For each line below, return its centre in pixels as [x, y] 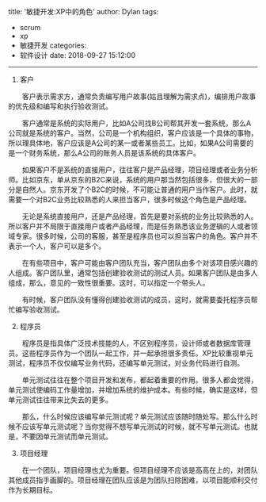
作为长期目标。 [32, 490]
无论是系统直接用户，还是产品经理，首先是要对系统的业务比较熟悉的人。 [140, 216]
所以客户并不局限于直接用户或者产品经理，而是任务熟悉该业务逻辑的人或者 [129, 226]
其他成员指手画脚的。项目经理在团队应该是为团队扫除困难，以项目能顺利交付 [133, 480]
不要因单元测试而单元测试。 [67, 436]
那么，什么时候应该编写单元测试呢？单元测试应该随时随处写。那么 [130, 416]
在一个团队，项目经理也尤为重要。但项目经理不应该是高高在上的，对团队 [140, 470]
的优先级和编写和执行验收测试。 [60, 106]
